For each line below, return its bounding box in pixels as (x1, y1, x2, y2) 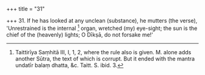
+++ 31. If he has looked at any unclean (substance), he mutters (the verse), (6, 17, 198, 24)
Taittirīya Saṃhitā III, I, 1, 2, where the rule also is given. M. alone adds (15, 48, 192, 55)
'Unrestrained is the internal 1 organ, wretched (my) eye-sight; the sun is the (6, 24, 198, 32)
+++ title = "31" (6, 5, 45, 12)
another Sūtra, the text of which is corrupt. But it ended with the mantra (15, 55, 195, 62)
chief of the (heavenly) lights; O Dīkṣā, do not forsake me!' (6, 30, 154, 38)
